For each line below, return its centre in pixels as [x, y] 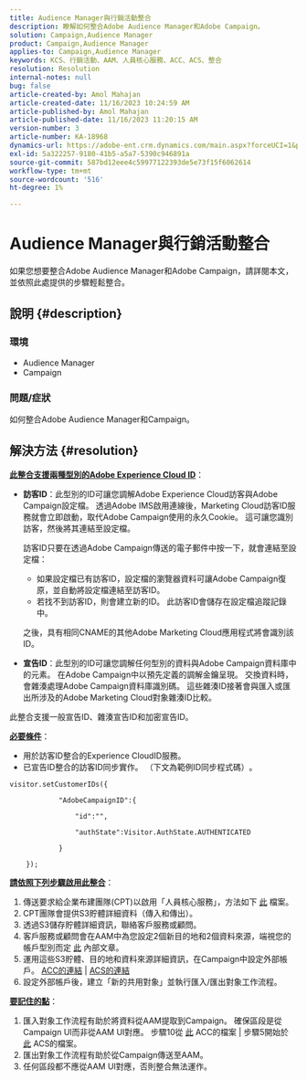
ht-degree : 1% [37, 188]
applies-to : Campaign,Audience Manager [85, 52]
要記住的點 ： [33, 1001]
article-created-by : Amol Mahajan [75, 94]
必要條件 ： [30, 736]
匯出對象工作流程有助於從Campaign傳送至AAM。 [115, 1054]
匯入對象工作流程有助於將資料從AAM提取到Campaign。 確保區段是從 [153, 1021]
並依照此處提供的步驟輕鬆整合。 [69, 282]
